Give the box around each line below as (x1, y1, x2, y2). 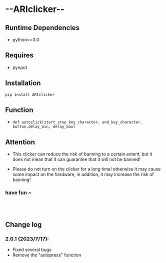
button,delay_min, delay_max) (12, 124, 76, 129)
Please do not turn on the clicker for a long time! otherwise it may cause (12, 166, 161, 172)
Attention (5, 137, 35, 146)
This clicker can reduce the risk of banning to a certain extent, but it (12, 151, 152, 157)
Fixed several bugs (12, 246, 51, 253)
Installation (5, 79, 41, 87)
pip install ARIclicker (5, 92, 55, 97)
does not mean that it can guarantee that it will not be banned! (12, 156, 141, 162)
